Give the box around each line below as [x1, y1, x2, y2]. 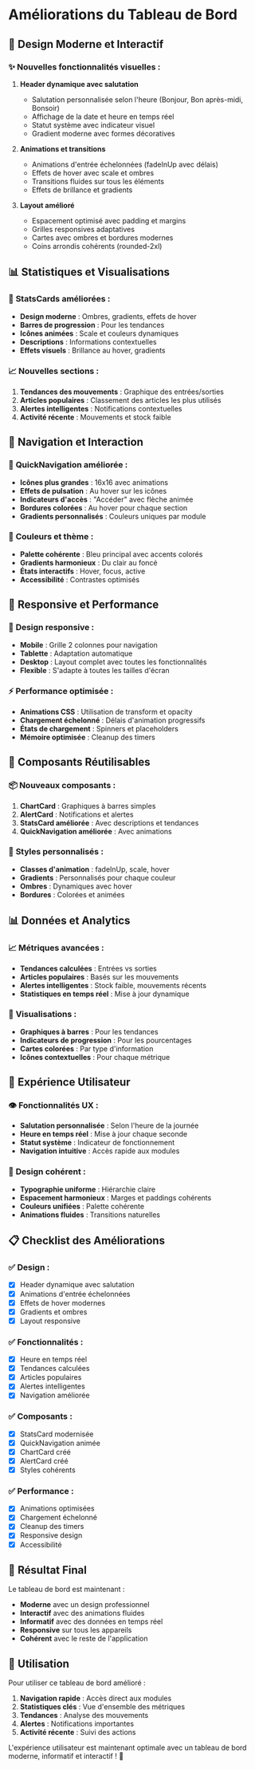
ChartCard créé [19, 1447, 72, 1456]
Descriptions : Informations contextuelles [19, 337, 157, 346]
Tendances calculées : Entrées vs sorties [19, 963, 157, 973]
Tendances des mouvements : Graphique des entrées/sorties [19, 387, 225, 396]
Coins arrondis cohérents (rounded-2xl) [31, 241, 163, 250]
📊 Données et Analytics [8, 914, 131, 928]
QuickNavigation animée [19, 1438, 101, 1448]
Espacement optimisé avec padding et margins [31, 215, 186, 225]
